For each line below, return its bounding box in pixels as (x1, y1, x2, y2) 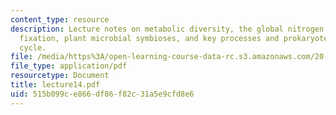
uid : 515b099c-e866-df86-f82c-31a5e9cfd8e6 (10, 89, 195, 99)
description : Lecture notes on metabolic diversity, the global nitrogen (10, 24, 325, 34)
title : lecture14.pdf (10, 80, 101, 90)
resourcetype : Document (10, 71, 110, 81)
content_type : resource (10, 14, 110, 25)
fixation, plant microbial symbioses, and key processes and (19, 33, 280, 43)
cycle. (19, 42, 47, 53)
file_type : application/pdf (10, 61, 128, 71)
